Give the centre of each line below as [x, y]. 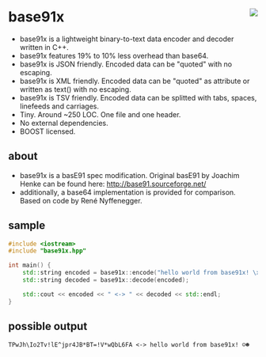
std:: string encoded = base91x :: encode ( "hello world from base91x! [136, 273]
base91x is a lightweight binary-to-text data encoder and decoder [127, 39]
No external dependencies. [64, 123]
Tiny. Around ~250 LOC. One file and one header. [100, 114]
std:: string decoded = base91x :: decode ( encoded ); [106, 280]
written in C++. [44, 47]
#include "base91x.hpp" [47, 251]
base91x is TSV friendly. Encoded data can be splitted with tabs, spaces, [138, 97]
